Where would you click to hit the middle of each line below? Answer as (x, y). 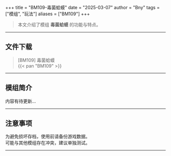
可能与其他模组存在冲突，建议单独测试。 (48, 143)
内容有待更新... (21, 101)
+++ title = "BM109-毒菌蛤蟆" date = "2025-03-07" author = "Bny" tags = (83, 7)
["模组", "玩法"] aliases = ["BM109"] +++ (48, 14)
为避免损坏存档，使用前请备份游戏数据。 (48, 137)
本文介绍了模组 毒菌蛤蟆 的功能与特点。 (59, 25)
